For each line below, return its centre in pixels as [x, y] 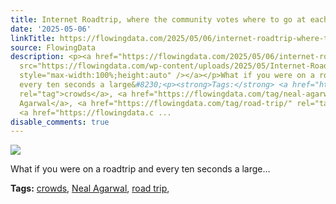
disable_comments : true [60, 122]
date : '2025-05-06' [51, 29]
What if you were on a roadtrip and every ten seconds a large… [140, 169]
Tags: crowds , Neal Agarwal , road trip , [90, 188]
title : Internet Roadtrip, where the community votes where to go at [158, 19]
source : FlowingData [53, 47]
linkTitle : [33, 38]
